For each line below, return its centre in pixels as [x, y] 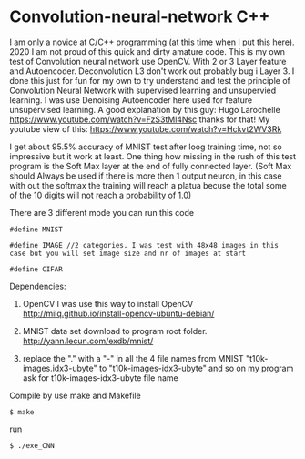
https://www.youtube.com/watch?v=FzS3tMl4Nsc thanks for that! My [140, 119]
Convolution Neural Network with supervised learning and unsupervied [143, 90]
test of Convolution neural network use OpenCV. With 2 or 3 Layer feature [148, 61]
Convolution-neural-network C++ [140, 17]
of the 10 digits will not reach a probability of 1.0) [101, 195]
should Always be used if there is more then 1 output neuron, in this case [146, 176]
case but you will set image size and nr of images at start [128, 253]
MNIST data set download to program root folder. [115, 331]
